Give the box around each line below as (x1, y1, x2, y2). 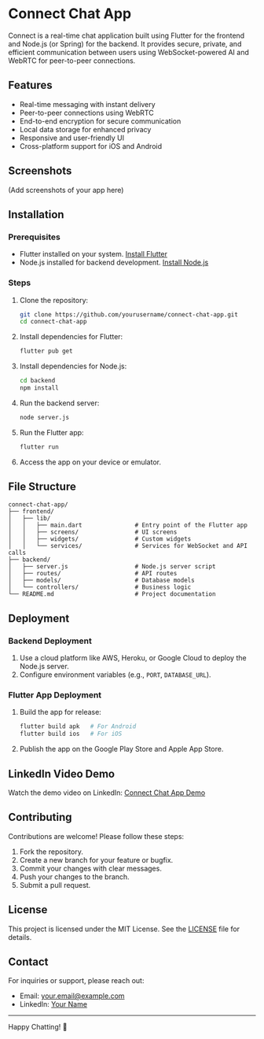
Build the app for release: (19, 708, 102, 717)
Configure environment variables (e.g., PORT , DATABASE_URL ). (19, 670, 211, 679)
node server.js (19, 413, 70, 421)
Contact (8, 956, 49, 969)
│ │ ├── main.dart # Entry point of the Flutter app (8, 521, 247, 530)
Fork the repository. (19, 847, 84, 856)
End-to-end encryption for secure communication (19, 116, 181, 126)
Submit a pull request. (19, 880, 91, 889)
